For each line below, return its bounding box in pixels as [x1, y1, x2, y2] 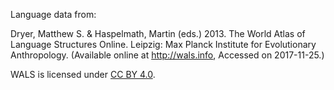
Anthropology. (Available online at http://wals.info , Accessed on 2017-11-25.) [10, 49, 325, 61]
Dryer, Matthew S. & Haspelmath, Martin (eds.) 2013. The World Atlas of [10, 28, 306, 39]
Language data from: [10, 9, 97, 20]
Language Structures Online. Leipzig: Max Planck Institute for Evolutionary [10, 39, 317, 50]
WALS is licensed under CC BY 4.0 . [10, 69, 156, 80]
